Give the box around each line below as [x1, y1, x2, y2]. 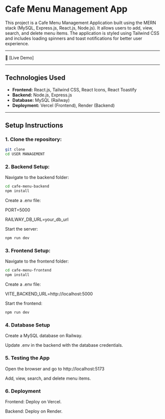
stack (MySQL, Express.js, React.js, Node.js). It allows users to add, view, [5, 25, 153, 30]
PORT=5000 [5, 207, 30, 213]
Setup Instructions [5, 121, 63, 130]
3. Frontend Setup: [5, 247, 51, 254]
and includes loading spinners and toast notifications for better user [5, 35, 142, 41]
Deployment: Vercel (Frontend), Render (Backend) [12, 102, 115, 108]
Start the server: [5, 226, 38, 232]
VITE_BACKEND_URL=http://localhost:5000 [5, 291, 93, 297]
